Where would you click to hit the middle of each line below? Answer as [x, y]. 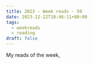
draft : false [22, 38]
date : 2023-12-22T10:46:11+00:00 [47, 17]
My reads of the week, [33, 55]
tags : [13, 22]
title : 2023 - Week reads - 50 [44, 11]
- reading [23, 33]
